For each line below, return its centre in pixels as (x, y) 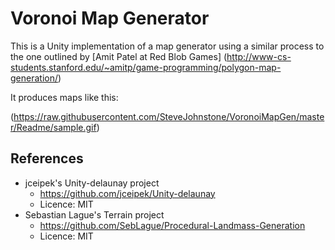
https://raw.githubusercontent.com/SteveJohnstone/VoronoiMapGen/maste (169, 116)
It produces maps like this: (64, 97)
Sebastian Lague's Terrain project (94, 214)
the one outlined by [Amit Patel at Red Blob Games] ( (119, 56)
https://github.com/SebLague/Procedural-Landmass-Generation (172, 225)
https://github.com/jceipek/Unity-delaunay (127, 193)
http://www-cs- (259, 56)
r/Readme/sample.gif (53, 127)
